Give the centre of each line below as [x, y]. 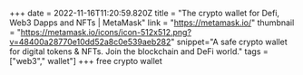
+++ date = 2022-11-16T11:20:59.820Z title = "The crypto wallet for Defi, [144, 13]
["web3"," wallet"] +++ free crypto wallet [86, 61]
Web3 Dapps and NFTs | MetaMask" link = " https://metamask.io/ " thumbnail [152, 23]
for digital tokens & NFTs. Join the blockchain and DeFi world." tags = [139, 52]
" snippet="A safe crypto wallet [229, 42]
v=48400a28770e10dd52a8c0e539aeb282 [90, 42]
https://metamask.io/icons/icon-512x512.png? [106, 32]
